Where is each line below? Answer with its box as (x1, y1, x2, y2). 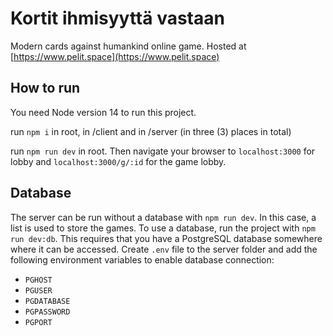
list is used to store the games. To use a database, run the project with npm (10, 222, 316, 234)
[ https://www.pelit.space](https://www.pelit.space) (10, 50, 220, 62)
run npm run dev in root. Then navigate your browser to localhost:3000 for (10, 145, 316, 157)
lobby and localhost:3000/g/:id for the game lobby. (10, 155, 227, 167)
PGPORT (24, 317, 53, 327)
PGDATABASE (24, 296, 71, 306)
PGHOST (24, 275, 53, 285)
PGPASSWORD (24, 307, 71, 317)
